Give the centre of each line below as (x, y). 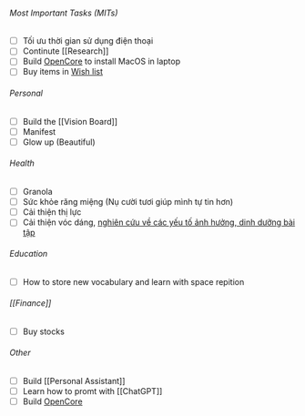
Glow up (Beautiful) (59, 142)
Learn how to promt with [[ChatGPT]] (92, 391)
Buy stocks (44, 331)
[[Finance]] (30, 303)
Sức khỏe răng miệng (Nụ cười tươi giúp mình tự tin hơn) (128, 202)
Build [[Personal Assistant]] (74, 381)
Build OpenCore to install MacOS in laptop (102, 61)
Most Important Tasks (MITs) (64, 13)
